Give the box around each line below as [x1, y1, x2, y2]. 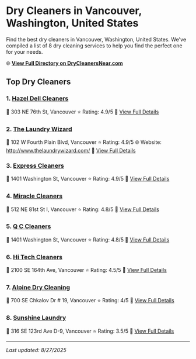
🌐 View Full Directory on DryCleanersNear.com [6, 60, 124, 67]
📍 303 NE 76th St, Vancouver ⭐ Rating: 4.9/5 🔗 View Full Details [6, 108, 159, 115]
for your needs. [6, 48, 43, 55]
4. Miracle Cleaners [6, 192, 63, 200]
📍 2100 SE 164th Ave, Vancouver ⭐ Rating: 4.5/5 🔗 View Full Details [6, 267, 167, 274]
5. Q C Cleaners [6, 222, 51, 230]
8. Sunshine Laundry [6, 314, 66, 322]
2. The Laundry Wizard [6, 125, 72, 133]
